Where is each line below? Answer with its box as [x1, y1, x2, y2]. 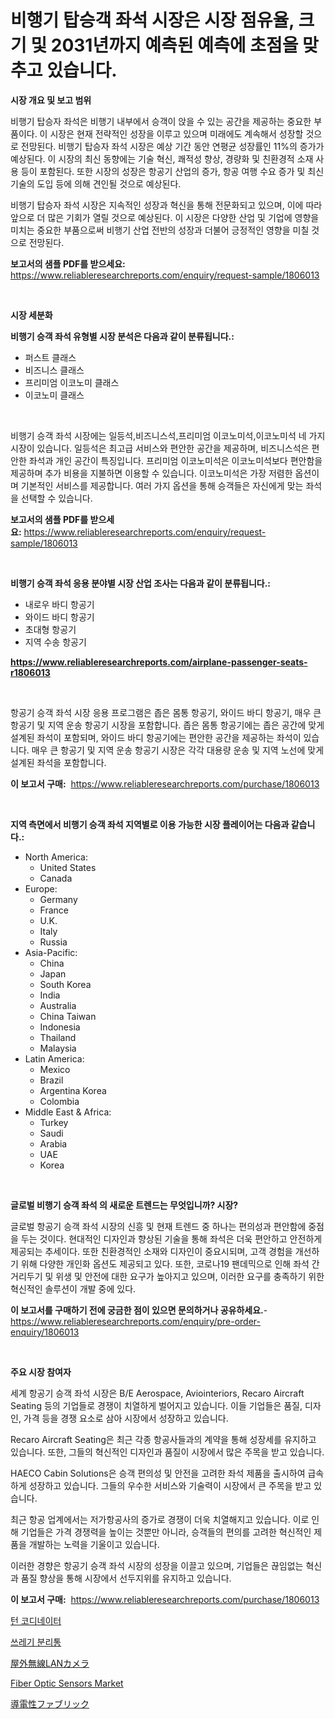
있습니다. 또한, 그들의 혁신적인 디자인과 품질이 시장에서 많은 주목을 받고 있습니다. [10, 1446, 325, 1458]
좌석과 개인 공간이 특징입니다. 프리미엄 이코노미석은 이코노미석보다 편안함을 [28, 454, 323, 466]
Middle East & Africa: [24, 1106, 112, 1118]
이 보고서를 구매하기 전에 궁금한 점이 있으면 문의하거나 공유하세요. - [10, 1304, 268, 1316]
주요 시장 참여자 [10, 1366, 72, 1378]
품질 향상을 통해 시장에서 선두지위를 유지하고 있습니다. [20, 1572, 232, 1584]
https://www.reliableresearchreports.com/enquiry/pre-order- [10, 1315, 261, 1327]
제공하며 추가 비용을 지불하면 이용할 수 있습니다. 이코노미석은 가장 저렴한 [10, 467, 293, 479]
